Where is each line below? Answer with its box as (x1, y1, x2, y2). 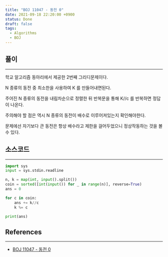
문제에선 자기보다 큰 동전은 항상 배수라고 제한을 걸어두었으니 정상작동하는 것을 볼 (5, 123, 163, 129)
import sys (5, 163, 28, 168)
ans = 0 (5, 186, 21, 191)
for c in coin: (5, 195, 37, 200)
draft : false (5, 21, 32, 27)
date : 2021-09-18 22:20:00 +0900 (5, 12, 75, 17)
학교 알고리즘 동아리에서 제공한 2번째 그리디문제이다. (5, 74, 108, 80)
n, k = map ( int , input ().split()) (5, 177, 77, 182)
